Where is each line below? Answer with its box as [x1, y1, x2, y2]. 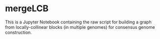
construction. [5, 29, 32, 35]
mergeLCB [5, 3, 49, 14]
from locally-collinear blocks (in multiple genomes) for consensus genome [5, 24, 155, 30]
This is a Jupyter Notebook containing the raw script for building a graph [5, 19, 152, 25]
